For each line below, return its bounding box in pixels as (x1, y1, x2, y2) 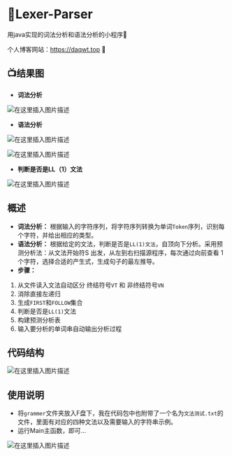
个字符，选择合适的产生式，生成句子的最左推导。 (17, 257, 159, 265)
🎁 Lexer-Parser (7, 6, 93, 22)
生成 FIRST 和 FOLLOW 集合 (17, 298, 83, 306)
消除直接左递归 (17, 290, 61, 298)
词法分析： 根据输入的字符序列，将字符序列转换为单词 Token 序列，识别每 (17, 222, 225, 230)
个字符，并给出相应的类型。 (17, 231, 98, 239)
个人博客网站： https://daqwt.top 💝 (7, 45, 106, 53)
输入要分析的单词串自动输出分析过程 (17, 325, 122, 333)
